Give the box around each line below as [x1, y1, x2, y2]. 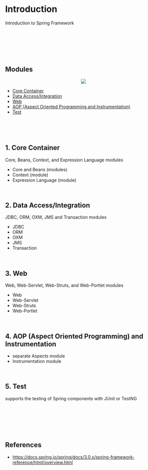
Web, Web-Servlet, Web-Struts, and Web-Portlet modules [5, 282, 124, 288]
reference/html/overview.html [12, 459, 73, 465]
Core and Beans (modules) [12, 166, 68, 172]
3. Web [5, 269, 27, 277]
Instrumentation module [12, 358, 62, 364]
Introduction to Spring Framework [5, 20, 74, 26]
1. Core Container [5, 143, 60, 152]
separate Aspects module [12, 353, 66, 359]
